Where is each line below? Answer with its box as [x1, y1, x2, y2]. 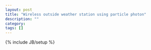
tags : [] [5, 26, 23, 31]
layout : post [5, 7, 32, 12]
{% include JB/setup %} [5, 39, 55, 45]
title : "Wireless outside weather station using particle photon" [5, 12, 146, 17]
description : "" [5, 16, 39, 21]
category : [5, 21, 26, 26]
